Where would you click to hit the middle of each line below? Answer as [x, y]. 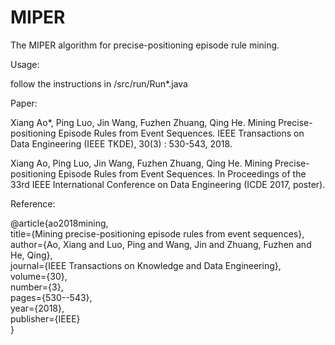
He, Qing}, [31, 255]
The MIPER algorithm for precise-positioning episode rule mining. [145, 45]
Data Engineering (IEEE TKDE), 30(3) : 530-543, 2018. [121, 143]
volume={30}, [39, 276]
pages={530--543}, [51, 297]
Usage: [25, 64]
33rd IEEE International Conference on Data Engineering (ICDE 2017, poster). [168, 184]
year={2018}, [37, 308]
